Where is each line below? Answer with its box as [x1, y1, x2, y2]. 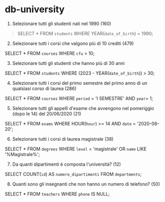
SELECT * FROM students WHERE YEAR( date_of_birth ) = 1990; [17, 30, 153, 36]
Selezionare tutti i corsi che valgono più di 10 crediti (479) [12, 40, 134, 47]
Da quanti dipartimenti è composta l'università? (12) [12, 161, 121, 167]
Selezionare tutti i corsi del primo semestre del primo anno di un [12, 80, 148, 86]
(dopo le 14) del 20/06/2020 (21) [12, 110, 81, 117]
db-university [5, 4, 65, 15]
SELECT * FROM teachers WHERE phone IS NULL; [5, 191, 110, 197]
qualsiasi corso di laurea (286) [12, 85, 77, 92]
